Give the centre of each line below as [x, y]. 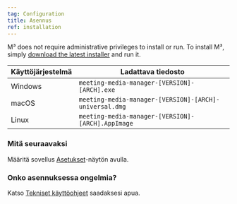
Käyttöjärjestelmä [42, 72]
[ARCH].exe [97, 90]
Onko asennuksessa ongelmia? [62, 177]
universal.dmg [102, 107]
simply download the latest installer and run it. [74, 54]
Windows [26, 87]
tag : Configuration [36, 14]
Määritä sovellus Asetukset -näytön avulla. [68, 159]
